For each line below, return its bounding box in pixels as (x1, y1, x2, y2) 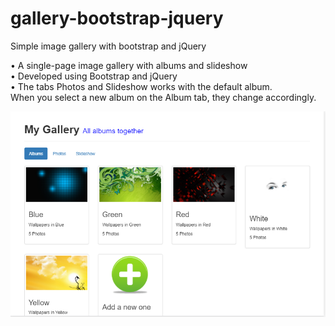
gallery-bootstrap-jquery (10, 7, 224, 30)
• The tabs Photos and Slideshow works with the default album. (10, 80, 273, 92)
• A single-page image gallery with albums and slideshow (10, 59, 248, 71)
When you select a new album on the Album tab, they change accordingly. (10, 91, 317, 103)
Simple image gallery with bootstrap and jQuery (10, 40, 207, 52)
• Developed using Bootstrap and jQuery (10, 70, 178, 82)
